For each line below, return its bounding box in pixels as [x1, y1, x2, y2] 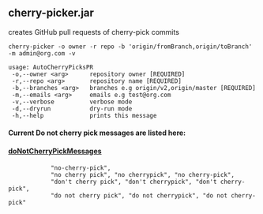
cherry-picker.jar [8, 6, 95, 20]
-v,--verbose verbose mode [11, 98, 133, 106]
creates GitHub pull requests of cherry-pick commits [8, 27, 180, 36]
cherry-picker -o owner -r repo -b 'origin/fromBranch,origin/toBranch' [8, 43, 253, 51]
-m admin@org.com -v [8, 49, 77, 58]
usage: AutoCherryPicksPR [8, 63, 93, 71]
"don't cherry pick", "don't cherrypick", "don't [50, 178, 217, 186]
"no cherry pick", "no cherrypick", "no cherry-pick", [50, 171, 235, 178]
